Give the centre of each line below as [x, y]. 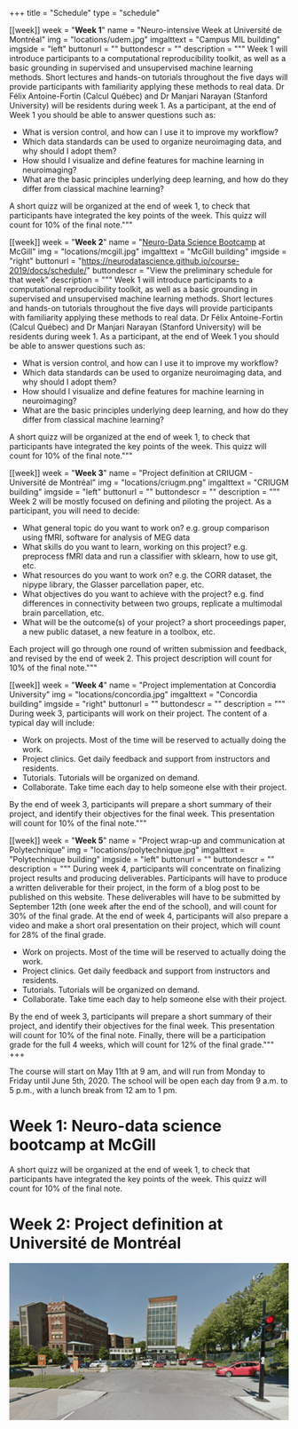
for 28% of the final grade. [58, 935]
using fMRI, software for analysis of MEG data [106, 537]
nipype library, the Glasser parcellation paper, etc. [113, 584]
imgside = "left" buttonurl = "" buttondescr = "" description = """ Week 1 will [149, 49]
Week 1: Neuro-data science [115, 1126]
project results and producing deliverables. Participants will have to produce [149, 878]
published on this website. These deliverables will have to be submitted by [145, 897]
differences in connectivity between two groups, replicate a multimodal [152, 603]
